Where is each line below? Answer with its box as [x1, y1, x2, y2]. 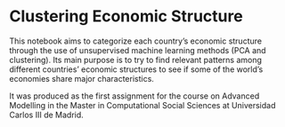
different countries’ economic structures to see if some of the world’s [9, 64, 264, 75]
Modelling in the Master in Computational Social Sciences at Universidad [9, 99, 276, 110]
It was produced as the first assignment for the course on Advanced [9, 91, 260, 101]
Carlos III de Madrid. [9, 109, 85, 120]
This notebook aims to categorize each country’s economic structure [9, 36, 263, 46]
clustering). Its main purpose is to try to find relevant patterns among [9, 54, 263, 65]
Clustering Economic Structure [9, 6, 243, 27]
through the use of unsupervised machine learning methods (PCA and [9, 44, 266, 55]
